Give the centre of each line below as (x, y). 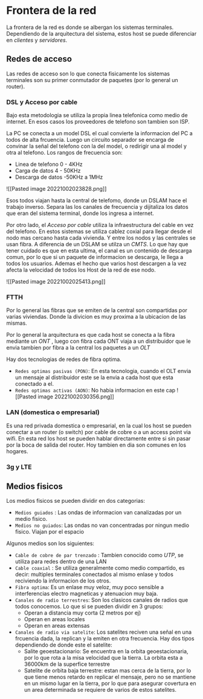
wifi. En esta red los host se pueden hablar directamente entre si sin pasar (98, 438)
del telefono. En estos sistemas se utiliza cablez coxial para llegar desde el (99, 231)
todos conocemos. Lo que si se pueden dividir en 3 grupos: (89, 607)
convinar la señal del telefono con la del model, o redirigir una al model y (97, 146)
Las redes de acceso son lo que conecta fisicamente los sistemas (88, 74)
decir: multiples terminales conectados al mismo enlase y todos (94, 575)
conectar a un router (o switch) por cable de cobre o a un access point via (99, 432)
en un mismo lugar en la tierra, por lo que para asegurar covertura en (110, 683)
